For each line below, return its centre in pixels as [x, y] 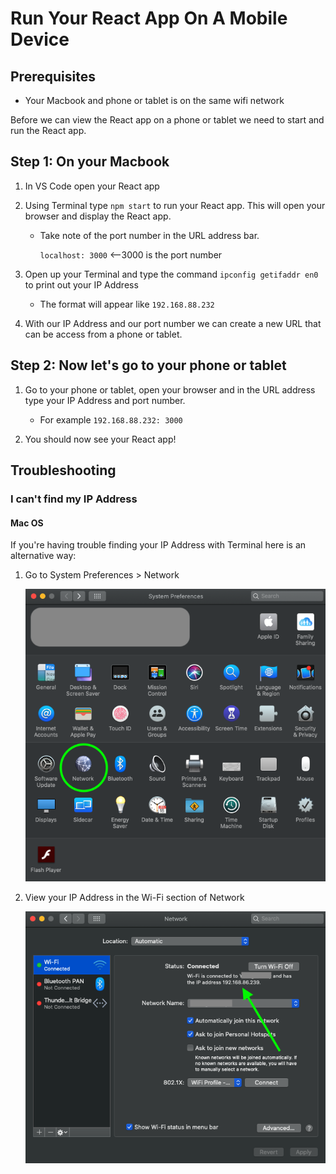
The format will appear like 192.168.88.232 [127, 304]
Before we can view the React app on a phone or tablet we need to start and [167, 120]
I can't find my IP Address [74, 499]
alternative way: [43, 556]
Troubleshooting [63, 470]
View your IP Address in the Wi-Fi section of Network [134, 898]
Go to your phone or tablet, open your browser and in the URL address [170, 389]
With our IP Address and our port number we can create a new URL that [173, 323]
